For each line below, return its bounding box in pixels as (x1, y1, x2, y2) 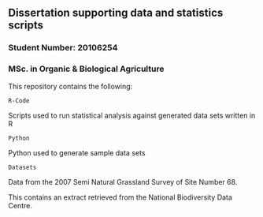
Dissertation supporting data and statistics (8, 6, 224, 20)
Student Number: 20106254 (8, 43, 118, 54)
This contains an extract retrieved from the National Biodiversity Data (8, 193, 232, 202)
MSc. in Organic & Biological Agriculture (8, 63, 165, 74)
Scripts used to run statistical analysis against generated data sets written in (8, 110, 256, 120)
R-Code (8, 96, 30, 105)
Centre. (8, 200, 33, 210)
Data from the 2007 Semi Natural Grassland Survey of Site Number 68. (8, 177, 238, 186)
